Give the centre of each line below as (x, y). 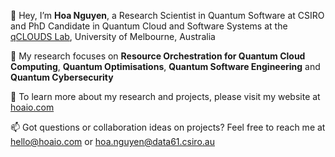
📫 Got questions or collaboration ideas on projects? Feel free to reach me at (168, 127)
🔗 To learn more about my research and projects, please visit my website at (165, 96)
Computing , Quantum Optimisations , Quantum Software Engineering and (165, 66)
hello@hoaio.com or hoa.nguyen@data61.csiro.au (112, 141)
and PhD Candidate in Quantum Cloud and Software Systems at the (149, 26)
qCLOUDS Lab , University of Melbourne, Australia (113, 36)
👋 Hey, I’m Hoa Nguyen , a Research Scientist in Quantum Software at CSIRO (167, 15)
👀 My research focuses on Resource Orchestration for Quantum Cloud (158, 56)
